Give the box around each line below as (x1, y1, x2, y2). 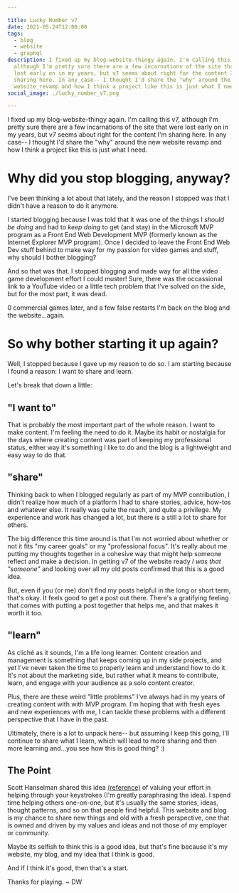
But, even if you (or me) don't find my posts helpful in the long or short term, (7, 585, 231, 595)
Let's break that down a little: (7, 381, 92, 390)
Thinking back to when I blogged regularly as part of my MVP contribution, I (7, 490, 230, 498)
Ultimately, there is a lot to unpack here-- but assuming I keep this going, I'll (7, 728, 230, 737)
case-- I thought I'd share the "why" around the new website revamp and (7, 138, 222, 147)
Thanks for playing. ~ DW (7, 877, 83, 887)
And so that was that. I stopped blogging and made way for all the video (7, 267, 218, 276)
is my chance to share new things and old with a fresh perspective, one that (7, 813, 230, 822)
